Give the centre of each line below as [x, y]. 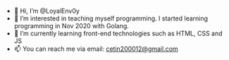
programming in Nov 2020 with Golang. [71, 26]
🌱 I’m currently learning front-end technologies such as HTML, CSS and [118, 33]
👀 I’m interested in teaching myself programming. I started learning [111, 18]
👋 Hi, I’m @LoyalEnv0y [47, 11]
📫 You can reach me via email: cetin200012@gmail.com [96, 49]
